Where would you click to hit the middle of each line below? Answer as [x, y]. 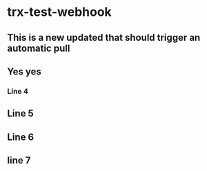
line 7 [19, 160]
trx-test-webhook [59, 12]
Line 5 [21, 113]
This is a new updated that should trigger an [104, 38]
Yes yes [24, 71]
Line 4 [18, 91]
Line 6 [21, 137]
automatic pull [39, 48]
